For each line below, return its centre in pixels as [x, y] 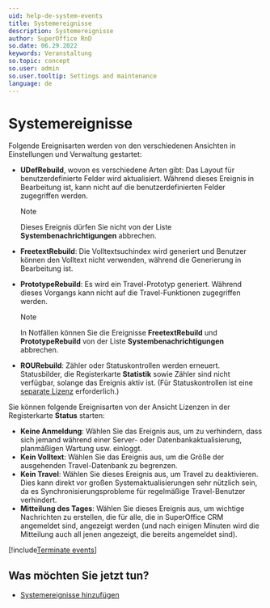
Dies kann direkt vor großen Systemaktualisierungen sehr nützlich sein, [139, 483]
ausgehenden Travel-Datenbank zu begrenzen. [99, 466]
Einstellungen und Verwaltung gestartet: [75, 154]
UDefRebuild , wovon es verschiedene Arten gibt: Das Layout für [127, 170]
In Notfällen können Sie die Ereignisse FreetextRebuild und [119, 333]
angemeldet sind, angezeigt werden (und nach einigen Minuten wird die [140, 526]
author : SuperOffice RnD [50, 38]
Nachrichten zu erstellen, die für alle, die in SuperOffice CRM [122, 517]
